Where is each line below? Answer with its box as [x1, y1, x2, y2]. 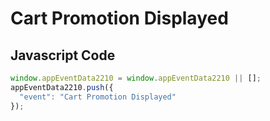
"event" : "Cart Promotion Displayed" [19, 92, 177, 102]
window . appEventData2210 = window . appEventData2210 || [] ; [10, 73, 262, 83]
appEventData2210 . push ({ [10, 82, 114, 92]
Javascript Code [10, 47, 116, 64]
